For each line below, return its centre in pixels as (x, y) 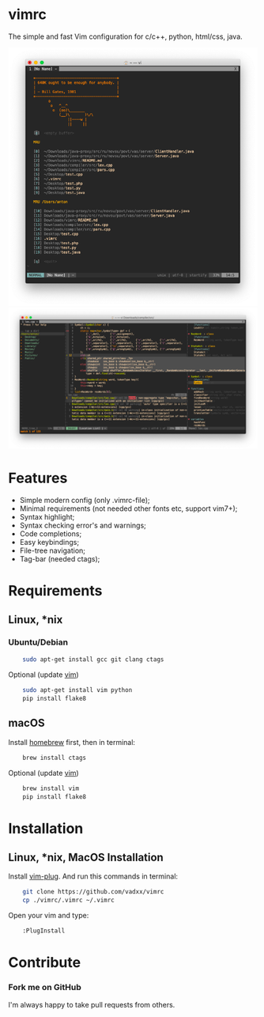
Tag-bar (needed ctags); (60, 558)
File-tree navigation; (52, 550)
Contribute (45, 963)
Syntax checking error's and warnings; (83, 525)
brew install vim (51, 788)
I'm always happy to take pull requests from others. (92, 1004)
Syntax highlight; (47, 516)
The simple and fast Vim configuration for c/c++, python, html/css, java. (125, 36)
